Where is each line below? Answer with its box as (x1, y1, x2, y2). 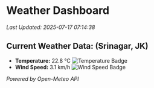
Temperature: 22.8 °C (14, 57, 71, 64)
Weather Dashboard (6, 4, 110, 17)
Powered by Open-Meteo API (6, 75, 80, 82)
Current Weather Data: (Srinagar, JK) (6, 41, 149, 51)
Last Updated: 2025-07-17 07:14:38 (6, 24, 95, 31)
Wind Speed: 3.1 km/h (14, 63, 71, 71)
